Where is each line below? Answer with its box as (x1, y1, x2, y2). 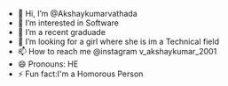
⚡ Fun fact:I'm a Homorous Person (17, 68, 144, 79)
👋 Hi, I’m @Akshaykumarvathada (17, 9, 138, 18)
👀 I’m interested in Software (17, 18, 120, 28)
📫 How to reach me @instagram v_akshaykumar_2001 (17, 47, 217, 56)
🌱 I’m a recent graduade (17, 27, 106, 37)
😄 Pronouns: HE (17, 59, 79, 69)
